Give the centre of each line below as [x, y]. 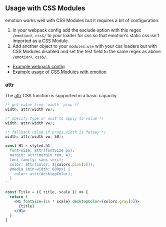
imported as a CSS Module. [40, 41]
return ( [19, 197]
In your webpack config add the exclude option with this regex [77, 30]
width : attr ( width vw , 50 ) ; [34, 137]
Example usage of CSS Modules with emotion [59, 72]
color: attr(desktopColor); [43, 174]
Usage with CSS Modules [45, 8]
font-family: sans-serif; [37, 160]
